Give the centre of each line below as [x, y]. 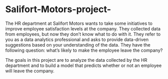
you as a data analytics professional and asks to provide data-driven [77, 39]
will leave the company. [30, 71]
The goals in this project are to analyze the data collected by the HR [76, 60]
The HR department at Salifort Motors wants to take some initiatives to [79, 23]
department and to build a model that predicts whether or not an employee [83, 65]
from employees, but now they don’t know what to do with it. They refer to [83, 34]
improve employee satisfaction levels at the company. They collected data [83, 28]
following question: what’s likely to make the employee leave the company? [84, 50]
